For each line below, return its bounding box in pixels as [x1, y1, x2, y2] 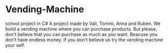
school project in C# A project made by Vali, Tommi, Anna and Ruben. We [5, 20, 161, 26]
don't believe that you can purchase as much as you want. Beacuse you [5, 31, 158, 37]
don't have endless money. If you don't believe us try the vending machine [5, 37, 163, 43]
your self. [5, 42, 25, 48]
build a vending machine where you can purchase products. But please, [5, 25, 158, 32]
